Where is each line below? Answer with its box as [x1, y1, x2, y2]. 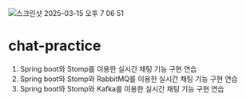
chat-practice [8, 37, 101, 55]
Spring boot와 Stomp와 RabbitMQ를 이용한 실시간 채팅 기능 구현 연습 [19, 74, 238, 84]
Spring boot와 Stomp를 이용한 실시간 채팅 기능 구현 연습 [19, 64, 197, 73]
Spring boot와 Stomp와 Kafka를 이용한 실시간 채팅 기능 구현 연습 [19, 84, 224, 93]
